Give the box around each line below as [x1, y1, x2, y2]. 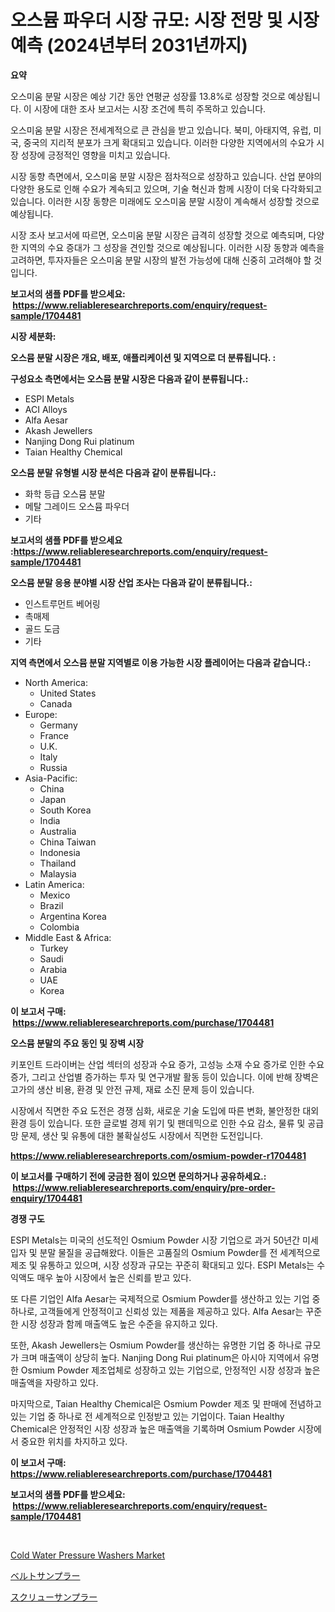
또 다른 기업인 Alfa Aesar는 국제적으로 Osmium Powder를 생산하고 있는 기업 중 [10, 1292, 321, 1305]
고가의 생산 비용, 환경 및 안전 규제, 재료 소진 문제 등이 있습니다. [10, 1083, 255, 1095]
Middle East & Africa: [24, 931, 112, 943]
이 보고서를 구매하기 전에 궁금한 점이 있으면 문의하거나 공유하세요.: [10, 1170, 267, 1182]
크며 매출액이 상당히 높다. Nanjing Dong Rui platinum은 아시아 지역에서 [20, 1351, 301, 1363]
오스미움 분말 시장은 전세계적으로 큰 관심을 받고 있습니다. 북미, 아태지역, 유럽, [10, 124, 312, 136]
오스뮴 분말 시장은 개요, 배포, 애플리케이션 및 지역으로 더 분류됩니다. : [10, 351, 277, 363]
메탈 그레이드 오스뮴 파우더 [24, 500, 130, 512]
